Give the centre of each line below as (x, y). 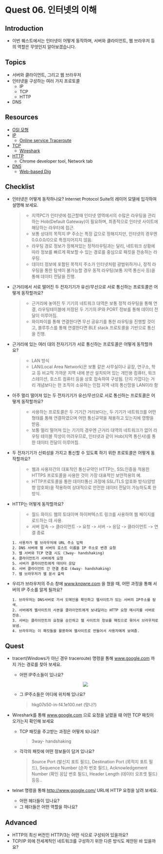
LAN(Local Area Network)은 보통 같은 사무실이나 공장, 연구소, (91, 367)
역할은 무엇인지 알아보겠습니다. (47, 47)
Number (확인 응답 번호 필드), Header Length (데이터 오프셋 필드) (94, 774)
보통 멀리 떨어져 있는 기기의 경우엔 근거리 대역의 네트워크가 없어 (92, 430)
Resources (22, 117)
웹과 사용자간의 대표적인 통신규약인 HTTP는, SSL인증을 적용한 (91, 469)
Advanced (21, 823)
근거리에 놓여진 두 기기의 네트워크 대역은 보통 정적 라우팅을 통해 (92, 304)
